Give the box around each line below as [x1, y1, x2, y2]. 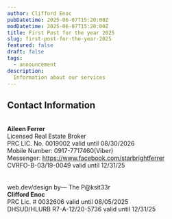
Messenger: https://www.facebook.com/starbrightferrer [7, 154, 165, 162]
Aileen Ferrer [7, 125, 46, 133]
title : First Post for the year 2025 [7, 29, 115, 36]
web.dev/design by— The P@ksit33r [7, 183, 111, 192]
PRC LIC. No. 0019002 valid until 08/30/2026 [7, 139, 135, 148]
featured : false [7, 42, 53, 49]
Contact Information [7, 99, 96, 111]
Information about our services [13, 73, 106, 81]
